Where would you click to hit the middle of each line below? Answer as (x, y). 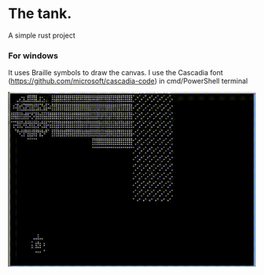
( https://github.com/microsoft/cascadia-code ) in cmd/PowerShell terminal (128, 81)
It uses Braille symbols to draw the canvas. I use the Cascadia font (116, 73)
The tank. (40, 14)
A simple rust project (42, 35)
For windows (33, 56)
